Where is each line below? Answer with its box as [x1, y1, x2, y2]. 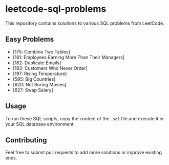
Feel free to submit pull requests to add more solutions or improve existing [5, 150, 162, 156]
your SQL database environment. [5, 121, 75, 127]
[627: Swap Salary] [12, 87, 53, 93]
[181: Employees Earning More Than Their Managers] [12, 54, 124, 60]
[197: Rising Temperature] [12, 70, 67, 77]
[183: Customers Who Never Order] [12, 65, 88, 71]
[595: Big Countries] [12, 76, 56, 82]
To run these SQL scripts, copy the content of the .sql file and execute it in [5, 115, 164, 121]
